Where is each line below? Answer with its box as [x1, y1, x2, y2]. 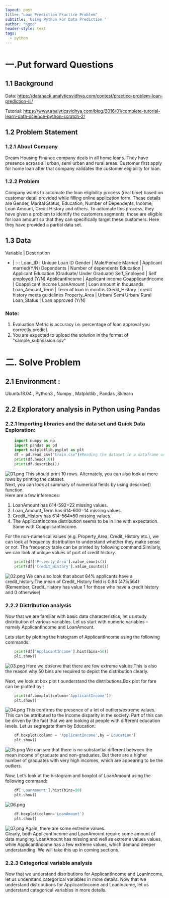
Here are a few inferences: [5, 492, 60, 498]
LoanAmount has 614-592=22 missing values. [12, 502, 108, 508]
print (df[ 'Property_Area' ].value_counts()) [14, 559, 107, 564]
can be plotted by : [5, 683, 44, 689]
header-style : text [5, 26, 46, 31]
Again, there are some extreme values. [25, 825, 106, 831]
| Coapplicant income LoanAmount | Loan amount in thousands [12, 281, 144, 287]
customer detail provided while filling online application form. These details [5, 195, 161, 201]
